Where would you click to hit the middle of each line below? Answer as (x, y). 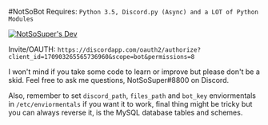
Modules (21, 19)
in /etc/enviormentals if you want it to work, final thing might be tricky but (130, 104)
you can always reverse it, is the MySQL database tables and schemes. (126, 112)
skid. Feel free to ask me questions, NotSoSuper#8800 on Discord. (119, 80)
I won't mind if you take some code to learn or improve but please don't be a (134, 72)
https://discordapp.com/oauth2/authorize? (129, 50)
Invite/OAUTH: (32, 49)
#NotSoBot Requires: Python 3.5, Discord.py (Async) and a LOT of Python (133, 12)
